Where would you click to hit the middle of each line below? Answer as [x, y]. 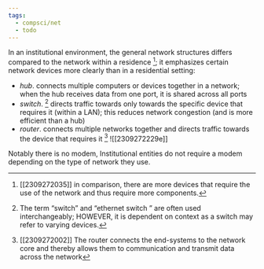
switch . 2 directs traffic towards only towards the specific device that [131, 103]
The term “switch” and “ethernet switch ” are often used [110, 208]
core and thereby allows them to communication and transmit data [127, 249]
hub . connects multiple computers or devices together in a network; [129, 86]
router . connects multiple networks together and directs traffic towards [134, 129]
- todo [26, 30]
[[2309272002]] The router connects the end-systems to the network [132, 240]
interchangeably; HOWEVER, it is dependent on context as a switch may [136, 216]
